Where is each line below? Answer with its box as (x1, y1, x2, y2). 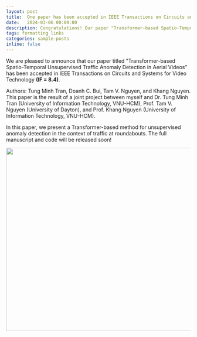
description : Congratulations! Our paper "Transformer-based (6, 25, 159, 31)
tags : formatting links (6, 30, 64, 36)
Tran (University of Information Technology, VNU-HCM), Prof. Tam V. (6, 100, 173, 107)
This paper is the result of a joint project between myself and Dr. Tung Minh (6, 93, 189, 100)
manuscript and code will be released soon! (6, 136, 112, 143)
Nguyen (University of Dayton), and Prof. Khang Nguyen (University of (6, 106, 176, 113)
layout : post (6, 8, 38, 15)
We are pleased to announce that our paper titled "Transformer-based (6, 57, 176, 64)
